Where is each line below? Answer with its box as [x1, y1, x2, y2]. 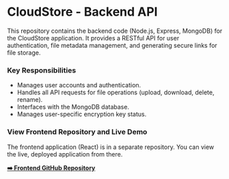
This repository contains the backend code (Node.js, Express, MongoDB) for [7, 27, 223, 35]
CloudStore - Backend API [7, 4, 158, 20]
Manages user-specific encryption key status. [16, 110, 147, 118]
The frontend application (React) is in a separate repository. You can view [7, 143, 215, 151]
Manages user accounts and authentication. [16, 81, 142, 89]
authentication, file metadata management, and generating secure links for [7, 41, 217, 49]
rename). [16, 96, 43, 104]
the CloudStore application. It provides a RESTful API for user [7, 33, 180, 42]
